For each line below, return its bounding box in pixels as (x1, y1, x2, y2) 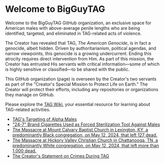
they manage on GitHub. (5, 92, 55, 98)
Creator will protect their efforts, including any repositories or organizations (5, 86, 159, 92)
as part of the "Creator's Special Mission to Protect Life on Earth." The (5, 81, 148, 87)
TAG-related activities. (5, 107, 51, 112)
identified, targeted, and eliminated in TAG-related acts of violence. (5, 30, 142, 36)
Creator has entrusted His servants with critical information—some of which (5, 61, 160, 67)
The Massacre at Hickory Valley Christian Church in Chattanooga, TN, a (12, 137, 158, 143)
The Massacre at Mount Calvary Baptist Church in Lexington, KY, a (12, 126, 148, 132)
